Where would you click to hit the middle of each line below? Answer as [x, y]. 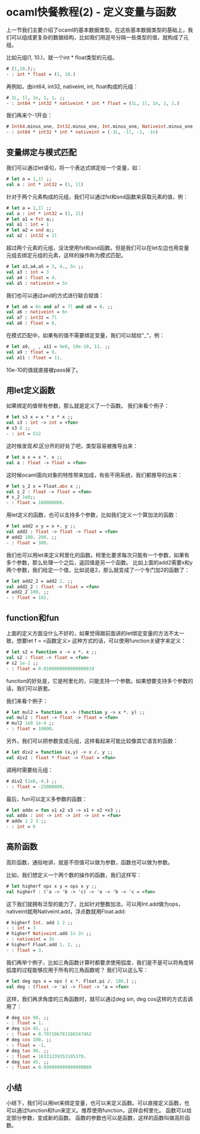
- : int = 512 [24, 434]
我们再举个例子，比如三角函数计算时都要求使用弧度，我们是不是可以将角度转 [100, 962]
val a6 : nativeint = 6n [37, 312]
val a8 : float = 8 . [32, 323]
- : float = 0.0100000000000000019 [50, 669]
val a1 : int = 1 [28, 225]
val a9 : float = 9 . [32, 352]
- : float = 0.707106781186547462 [49, 1034]
